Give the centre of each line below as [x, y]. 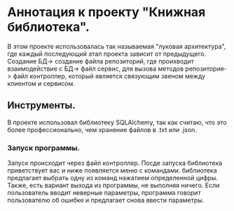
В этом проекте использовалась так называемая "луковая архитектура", [117, 46]
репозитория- [206, 68]
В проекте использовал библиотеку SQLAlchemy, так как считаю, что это [117, 122]
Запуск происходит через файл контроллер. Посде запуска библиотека [115, 163]
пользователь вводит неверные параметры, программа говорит [104, 193]
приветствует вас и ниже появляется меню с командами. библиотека [112, 170]
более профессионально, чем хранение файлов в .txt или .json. [102, 129]
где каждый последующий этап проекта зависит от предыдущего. [107, 54]
